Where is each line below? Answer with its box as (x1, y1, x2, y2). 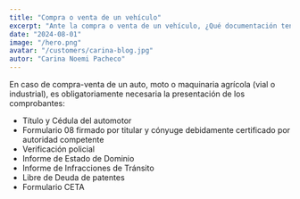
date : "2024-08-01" (9, 29, 82, 38)
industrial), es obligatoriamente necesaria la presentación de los (9, 88, 246, 99)
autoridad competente (21, 135, 104, 145)
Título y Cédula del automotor (21, 115, 132, 126)
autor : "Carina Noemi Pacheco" (9, 54, 126, 63)
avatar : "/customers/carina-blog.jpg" (9, 46, 154, 55)
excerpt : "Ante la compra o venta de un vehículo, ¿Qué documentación (9, 21, 278, 30)
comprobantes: (9, 98, 65, 108)
